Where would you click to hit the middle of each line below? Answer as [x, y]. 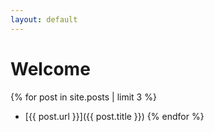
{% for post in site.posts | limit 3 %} [83, 97]
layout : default [44, 19]
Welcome [50, 68]
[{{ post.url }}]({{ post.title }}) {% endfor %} [114, 116]
